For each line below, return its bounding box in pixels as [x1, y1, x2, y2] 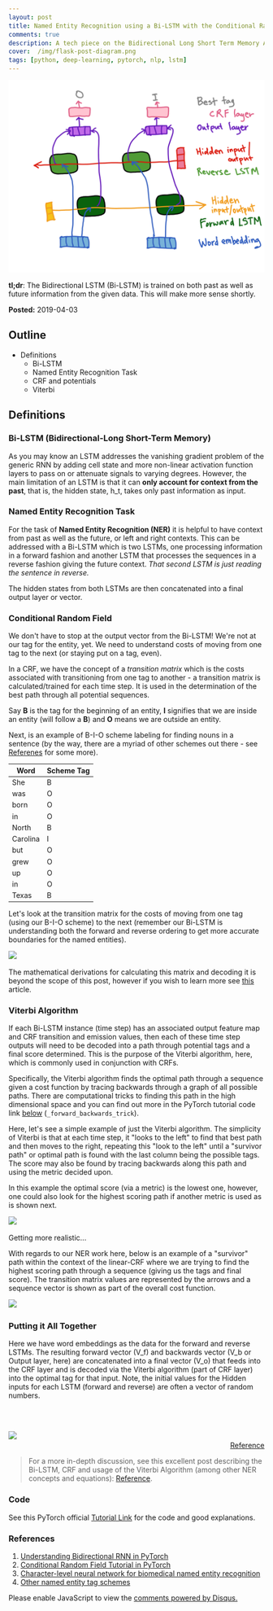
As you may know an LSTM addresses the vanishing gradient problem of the [8, 451, 265, 461]
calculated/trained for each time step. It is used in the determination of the [8, 681, 258, 691]
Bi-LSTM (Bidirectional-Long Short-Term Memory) [8, 432, 211, 444]
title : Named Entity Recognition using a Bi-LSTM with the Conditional [8, 21, 256, 30]
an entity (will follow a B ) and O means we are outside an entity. [8, 715, 222, 725]
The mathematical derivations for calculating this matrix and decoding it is [8, 967, 257, 977]
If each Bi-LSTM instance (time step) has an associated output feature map [8, 1023, 260, 1033]
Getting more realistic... [8, 1233, 87, 1243]
